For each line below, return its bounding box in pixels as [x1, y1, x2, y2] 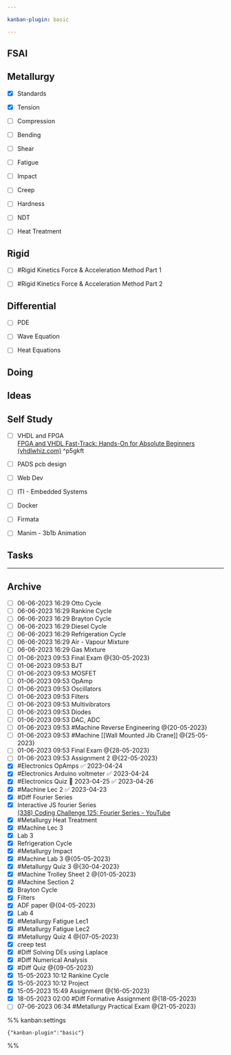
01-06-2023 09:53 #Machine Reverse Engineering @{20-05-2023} [16, 724, 208, 732]
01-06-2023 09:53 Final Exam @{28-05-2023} [16, 746, 150, 755]
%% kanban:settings [7, 1016, 67, 1025]
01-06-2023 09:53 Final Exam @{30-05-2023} [16, 654, 150, 662]
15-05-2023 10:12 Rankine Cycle [16, 971, 109, 979]
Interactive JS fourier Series [16, 800, 97, 809]
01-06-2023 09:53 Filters [16, 692, 89, 700]
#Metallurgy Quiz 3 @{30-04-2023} [16, 862, 120, 871]
